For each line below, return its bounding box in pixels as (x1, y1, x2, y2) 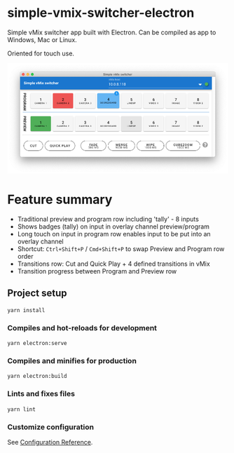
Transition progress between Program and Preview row (17, 266, 177, 275)
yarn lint (7, 405, 36, 413)
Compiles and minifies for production (7, 356, 137, 365)
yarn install (7, 306, 46, 313)
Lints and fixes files (7, 389, 76, 399)
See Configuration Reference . (7, 438, 93, 446)
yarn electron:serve (7, 339, 68, 346)
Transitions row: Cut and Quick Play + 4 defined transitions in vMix (17, 259, 210, 268)
